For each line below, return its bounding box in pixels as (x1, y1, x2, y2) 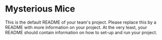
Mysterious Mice (5, 3, 75, 14)
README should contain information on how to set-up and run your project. (5, 29, 158, 35)
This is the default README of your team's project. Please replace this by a (5, 19, 157, 25)
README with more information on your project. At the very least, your (5, 24, 147, 30)
